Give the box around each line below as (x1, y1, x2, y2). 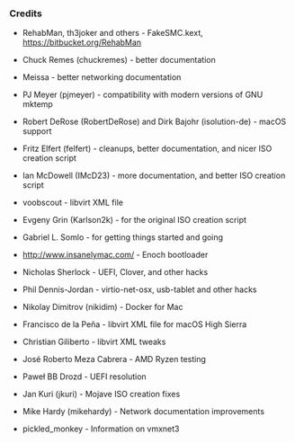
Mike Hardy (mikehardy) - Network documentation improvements (22, 406, 265, 417)
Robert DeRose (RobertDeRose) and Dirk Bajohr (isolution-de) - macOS (22, 116, 287, 128)
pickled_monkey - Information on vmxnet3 (22, 423, 180, 434)
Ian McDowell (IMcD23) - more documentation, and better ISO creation (22, 170, 286, 182)
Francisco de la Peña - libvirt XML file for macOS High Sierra (22, 319, 247, 330)
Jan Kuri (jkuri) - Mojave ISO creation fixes (22, 389, 181, 400)
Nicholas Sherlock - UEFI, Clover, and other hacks (22, 267, 209, 278)
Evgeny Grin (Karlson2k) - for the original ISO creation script (22, 215, 247, 226)
